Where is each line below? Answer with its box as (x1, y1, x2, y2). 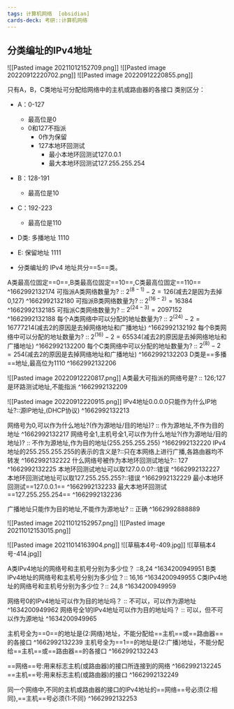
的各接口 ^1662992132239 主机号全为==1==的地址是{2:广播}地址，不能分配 (7, 638, 224, 647)
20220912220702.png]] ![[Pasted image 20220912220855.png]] (7, 71, 193, 79)
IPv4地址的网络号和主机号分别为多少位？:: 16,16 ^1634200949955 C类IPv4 (7, 573, 221, 582)
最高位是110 (27, 219, 61, 227)
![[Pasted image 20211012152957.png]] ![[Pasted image (7, 519, 166, 527)
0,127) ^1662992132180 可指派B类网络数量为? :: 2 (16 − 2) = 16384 (7, 295, 193, 305)
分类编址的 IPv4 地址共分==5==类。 (17, 264, 122, 272)
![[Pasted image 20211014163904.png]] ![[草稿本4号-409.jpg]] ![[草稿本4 (7, 541, 217, 549)
